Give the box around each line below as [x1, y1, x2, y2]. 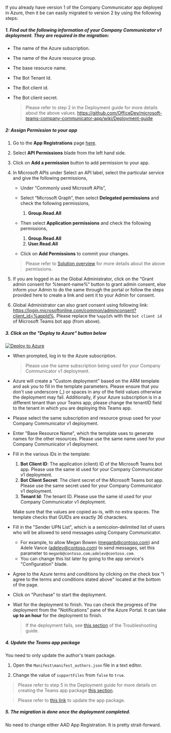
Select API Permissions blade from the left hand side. [12, 150, 126, 156]
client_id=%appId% [12, 312, 55, 319]
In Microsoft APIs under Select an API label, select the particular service [12, 169, 164, 176]
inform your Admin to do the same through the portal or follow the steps [12, 286, 164, 292]
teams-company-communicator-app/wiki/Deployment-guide [25, 115, 153, 121]
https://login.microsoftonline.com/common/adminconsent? [12, 307, 137, 313]
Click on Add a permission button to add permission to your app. [12, 159, 150, 165]
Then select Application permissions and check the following [20, 219, 152, 226]
